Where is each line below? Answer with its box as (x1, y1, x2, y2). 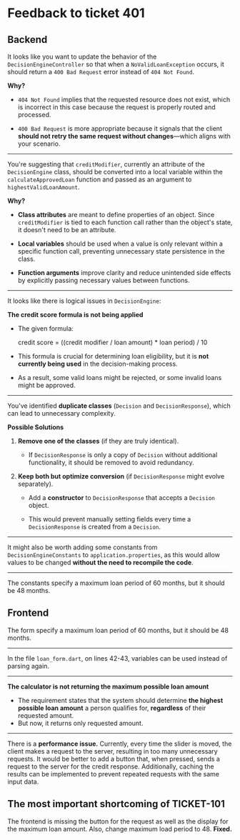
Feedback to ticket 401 (7, 5, 145, 21)
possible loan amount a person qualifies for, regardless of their (17, 704, 206, 712)
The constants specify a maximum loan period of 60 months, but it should (7, 579, 225, 587)
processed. (17, 111, 51, 119)
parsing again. (7, 661, 50, 670)
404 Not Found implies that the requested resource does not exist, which (17, 95, 231, 104)
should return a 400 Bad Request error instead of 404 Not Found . (7, 68, 195, 76)
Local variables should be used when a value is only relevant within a (17, 239, 224, 248)
